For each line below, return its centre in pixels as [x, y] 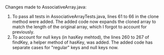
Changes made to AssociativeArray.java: [46, 7]
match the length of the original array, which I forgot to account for [79, 27]
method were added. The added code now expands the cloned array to [84, 22]
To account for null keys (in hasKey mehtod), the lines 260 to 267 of [81, 37]
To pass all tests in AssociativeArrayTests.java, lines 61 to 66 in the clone [85, 16]
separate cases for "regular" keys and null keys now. [65, 47]
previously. [23, 32]
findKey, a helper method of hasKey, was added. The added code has [82, 42]
